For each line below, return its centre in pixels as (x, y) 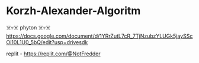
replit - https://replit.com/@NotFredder (53, 54)
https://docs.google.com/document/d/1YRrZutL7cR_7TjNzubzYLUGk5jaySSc (99, 36)
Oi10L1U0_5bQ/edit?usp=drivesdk (47, 42)
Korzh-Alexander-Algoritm (73, 11)
